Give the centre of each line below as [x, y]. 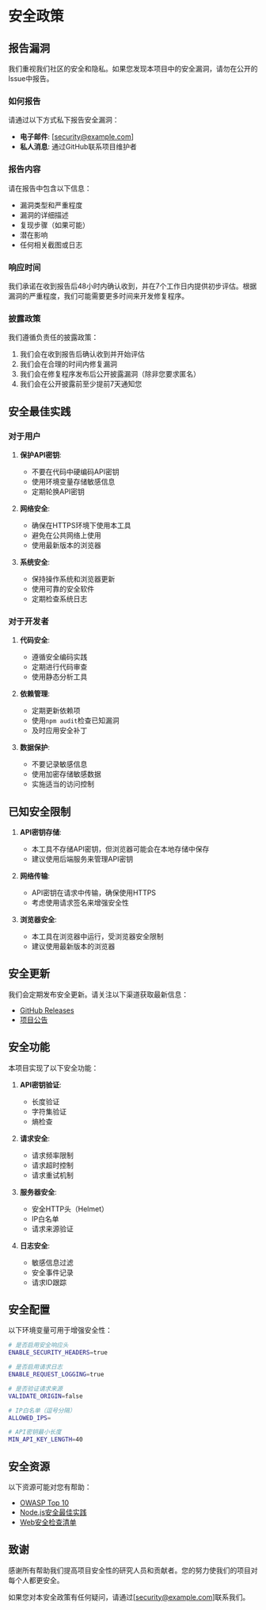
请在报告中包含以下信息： [50, 188]
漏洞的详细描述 [44, 214]
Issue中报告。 [31, 79]
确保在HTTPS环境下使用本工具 [81, 525]
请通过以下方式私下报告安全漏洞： [64, 120]
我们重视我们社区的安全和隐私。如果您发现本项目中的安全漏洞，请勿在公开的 [133, 69]
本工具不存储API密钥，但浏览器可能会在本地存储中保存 [120, 849]
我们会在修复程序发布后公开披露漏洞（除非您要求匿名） [110, 374]
